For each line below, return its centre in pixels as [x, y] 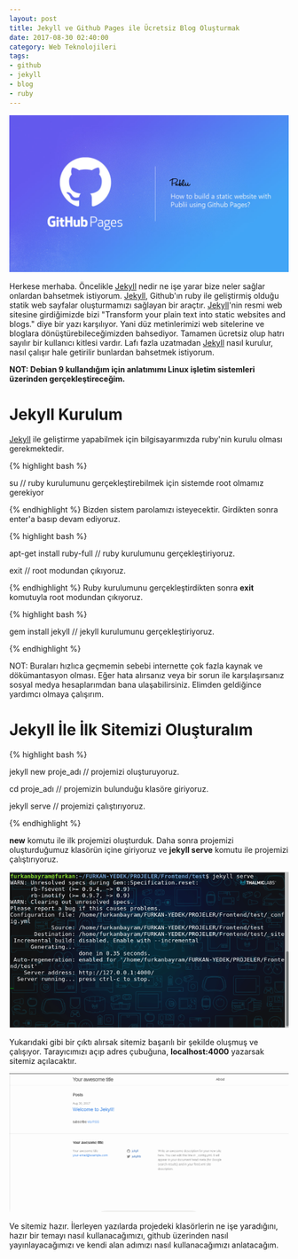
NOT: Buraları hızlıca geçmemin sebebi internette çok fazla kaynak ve [136, 666]
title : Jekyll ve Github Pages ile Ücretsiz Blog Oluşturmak [125, 28]
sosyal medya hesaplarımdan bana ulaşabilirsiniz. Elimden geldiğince [135, 685]
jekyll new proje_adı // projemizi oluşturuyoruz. [94, 772]
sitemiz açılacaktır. [43, 1061]
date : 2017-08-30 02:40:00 [59, 37]
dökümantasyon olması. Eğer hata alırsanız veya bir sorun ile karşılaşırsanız [147, 676]
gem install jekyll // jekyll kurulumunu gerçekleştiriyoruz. [112, 632]
